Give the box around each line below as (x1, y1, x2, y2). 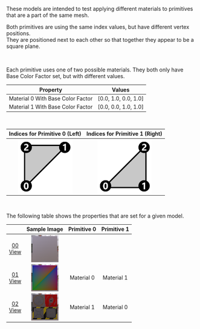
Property (39, 86, 62, 93)
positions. (6, 30, 31, 37)
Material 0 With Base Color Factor (8, 95, 93, 102)
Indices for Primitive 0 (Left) (8, 130, 82, 137)
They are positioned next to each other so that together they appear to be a (6, 36, 195, 43)
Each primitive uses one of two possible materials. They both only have (6, 66, 184, 73)
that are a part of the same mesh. (6, 12, 89, 19)
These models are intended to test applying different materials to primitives (6, 5, 193, 12)
